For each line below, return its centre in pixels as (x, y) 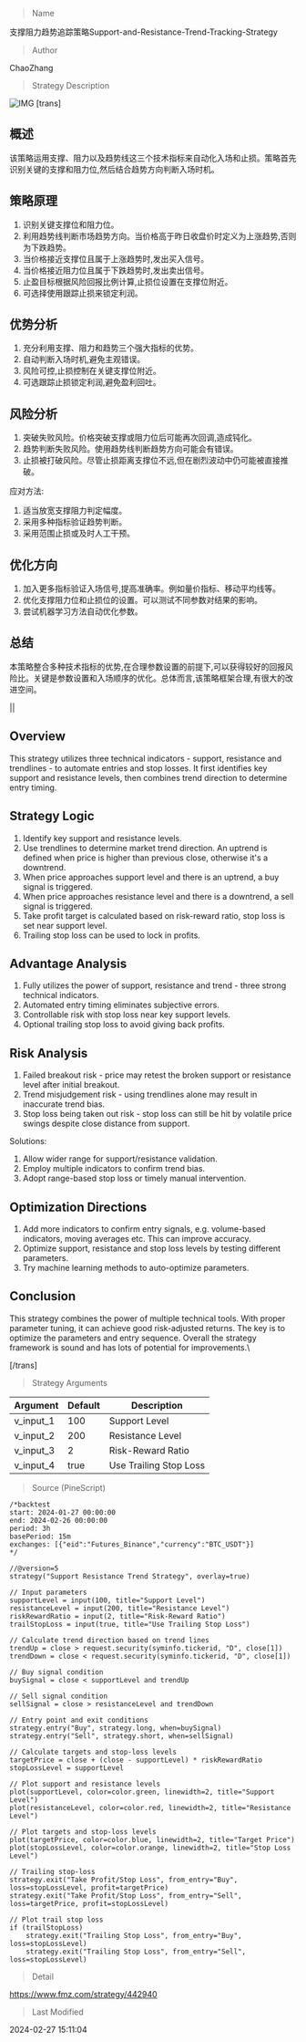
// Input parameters (49, 1592)
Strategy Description (71, 85)
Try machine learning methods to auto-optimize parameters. (136, 1267)
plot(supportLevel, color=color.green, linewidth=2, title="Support (142, 1792)
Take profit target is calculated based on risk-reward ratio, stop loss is (154, 915)
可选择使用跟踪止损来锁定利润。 (82, 293)
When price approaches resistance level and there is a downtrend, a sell (158, 896)
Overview (38, 737)
